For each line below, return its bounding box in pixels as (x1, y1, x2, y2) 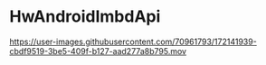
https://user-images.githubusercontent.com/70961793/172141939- (9, 36, 258, 47)
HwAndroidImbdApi (9, 6, 161, 27)
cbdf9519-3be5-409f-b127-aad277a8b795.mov (9, 45, 187, 56)
